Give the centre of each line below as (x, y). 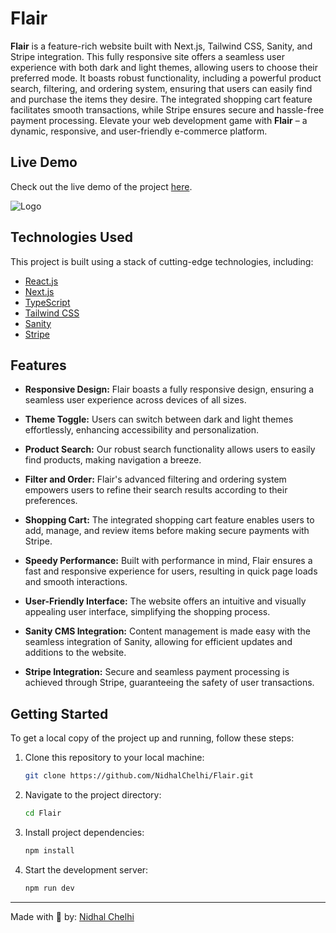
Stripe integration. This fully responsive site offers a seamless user (147, 56)
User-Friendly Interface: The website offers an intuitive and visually (165, 601)
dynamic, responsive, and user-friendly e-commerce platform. (139, 131)
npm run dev (49, 888)
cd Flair (43, 813)
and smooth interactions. (76, 582)
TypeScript (47, 302)
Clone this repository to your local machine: (114, 758)
